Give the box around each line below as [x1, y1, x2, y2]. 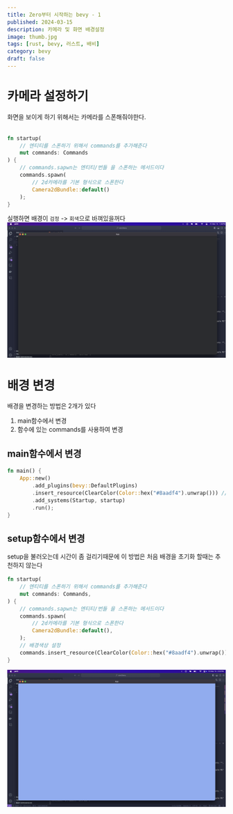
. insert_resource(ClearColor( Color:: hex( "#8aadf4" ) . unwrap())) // [32, 490, 228, 496]
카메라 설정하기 [7, 88, 89, 104]
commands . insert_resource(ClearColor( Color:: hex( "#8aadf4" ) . [19, 649, 200, 656]
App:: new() [19, 475, 51, 482]
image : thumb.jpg [7, 33, 58, 40]
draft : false [7, 56, 45, 63]
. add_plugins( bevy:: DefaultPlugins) [32, 483, 138, 490]
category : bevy [7, 48, 51, 55]
